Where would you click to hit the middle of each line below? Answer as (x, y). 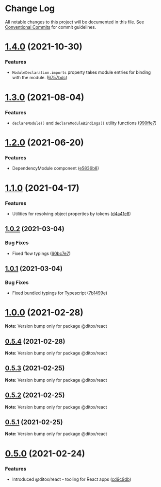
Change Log (30, 8)
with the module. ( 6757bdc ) (40, 78)
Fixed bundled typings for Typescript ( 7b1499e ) (60, 293)
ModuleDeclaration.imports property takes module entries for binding (81, 72)
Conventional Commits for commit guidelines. (50, 27)
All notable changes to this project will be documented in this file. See (75, 22)
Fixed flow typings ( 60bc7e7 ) (41, 253)
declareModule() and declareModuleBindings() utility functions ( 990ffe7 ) (84, 123)
